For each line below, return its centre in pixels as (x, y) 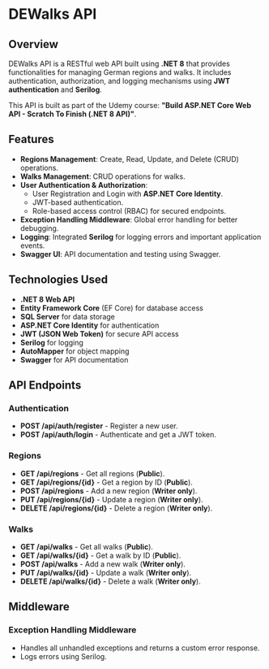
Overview (34, 44)
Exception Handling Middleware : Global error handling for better (129, 219)
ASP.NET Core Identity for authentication (90, 325)
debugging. (39, 228)
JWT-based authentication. (78, 202)
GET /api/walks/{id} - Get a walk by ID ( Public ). (100, 555)
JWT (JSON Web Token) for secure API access (100, 333)
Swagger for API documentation (74, 359)
